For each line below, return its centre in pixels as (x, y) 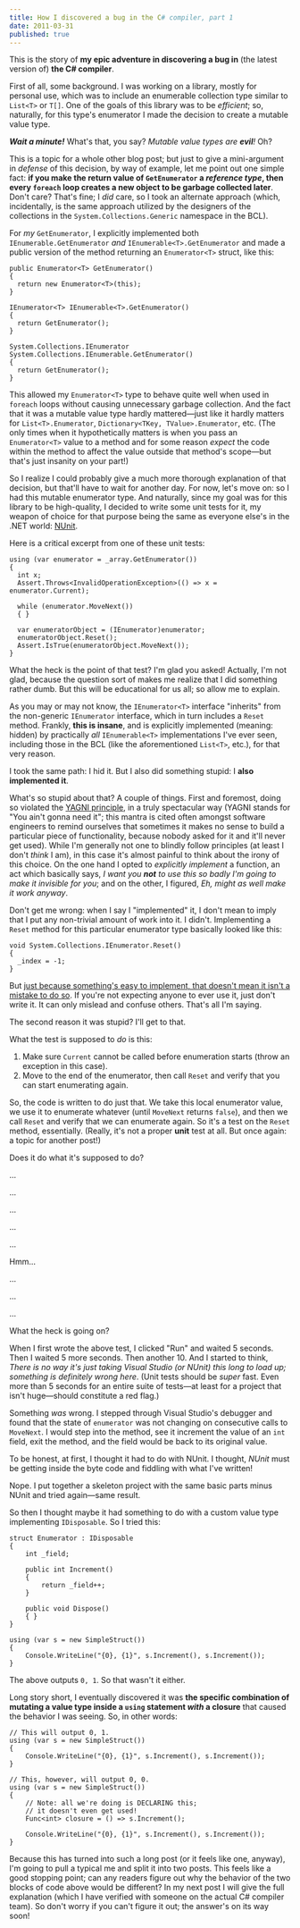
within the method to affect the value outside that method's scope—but (141, 451)
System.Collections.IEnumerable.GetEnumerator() (101, 355)
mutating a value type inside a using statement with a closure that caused (148, 1707)
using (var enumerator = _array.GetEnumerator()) (104, 560)
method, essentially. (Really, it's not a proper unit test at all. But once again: (148, 1131)
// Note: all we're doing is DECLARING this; (112, 1803)
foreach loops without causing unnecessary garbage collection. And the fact (150, 404)
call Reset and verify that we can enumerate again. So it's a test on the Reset (150, 1122)
